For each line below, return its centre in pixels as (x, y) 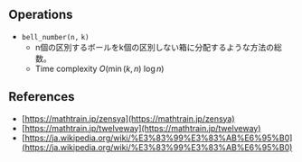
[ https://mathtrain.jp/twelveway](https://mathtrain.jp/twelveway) (141, 128)
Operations (41, 15)
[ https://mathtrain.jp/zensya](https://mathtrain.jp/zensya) (128, 118)
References (42, 97)
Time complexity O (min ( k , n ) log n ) (99, 68)
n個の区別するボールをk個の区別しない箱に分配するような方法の (155, 47)
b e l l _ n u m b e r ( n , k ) (55, 37)
